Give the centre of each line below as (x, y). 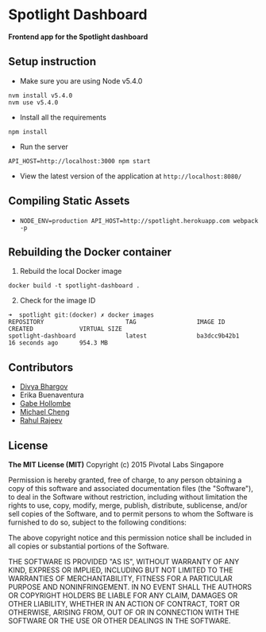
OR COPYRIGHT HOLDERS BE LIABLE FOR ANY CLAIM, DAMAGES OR (123, 595)
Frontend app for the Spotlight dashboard (78, 37)
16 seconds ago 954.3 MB (58, 343)
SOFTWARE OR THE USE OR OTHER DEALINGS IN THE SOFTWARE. (120, 621)
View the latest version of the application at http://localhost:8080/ (131, 176)
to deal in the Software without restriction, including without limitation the (128, 497)
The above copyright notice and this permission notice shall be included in (130, 538)
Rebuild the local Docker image (71, 271)
